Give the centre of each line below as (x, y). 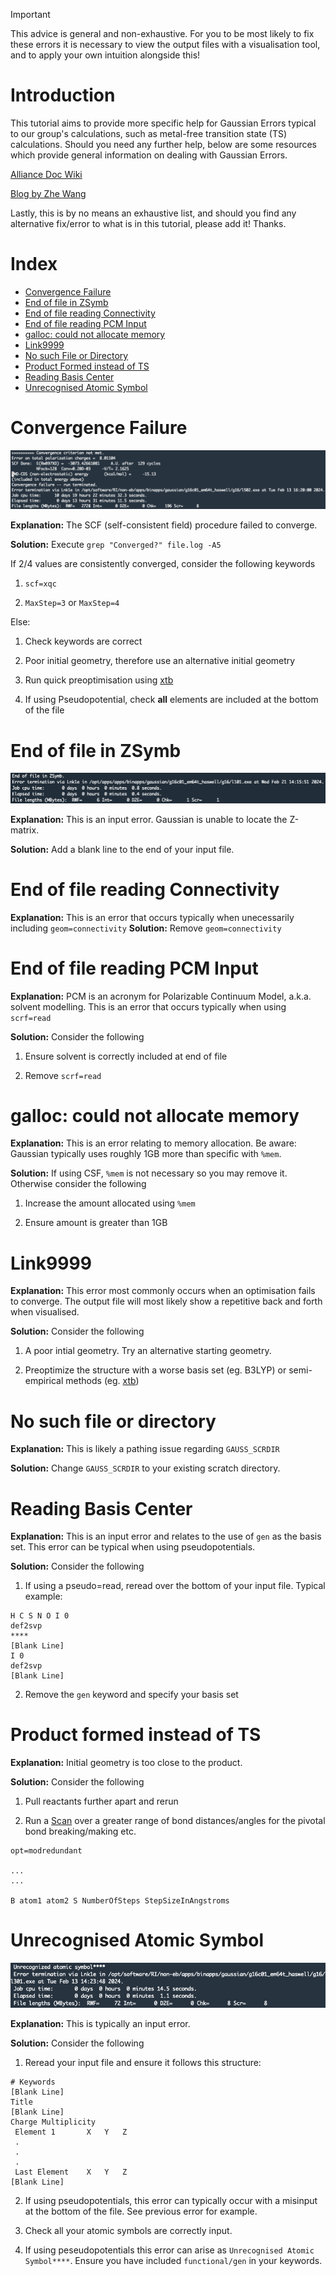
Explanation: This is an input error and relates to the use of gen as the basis (166, 1536)
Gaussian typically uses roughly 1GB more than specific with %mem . (146, 1154)
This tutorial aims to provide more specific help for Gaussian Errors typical (163, 123)
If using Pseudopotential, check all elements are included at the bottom (171, 700)
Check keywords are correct (83, 641)
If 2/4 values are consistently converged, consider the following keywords (163, 564)
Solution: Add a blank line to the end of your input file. (122, 849)
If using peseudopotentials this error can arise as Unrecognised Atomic (169, 2250)
